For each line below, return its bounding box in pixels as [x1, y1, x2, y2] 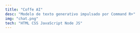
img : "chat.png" [5, 16, 38, 21]
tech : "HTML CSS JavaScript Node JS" [5, 20, 83, 26]
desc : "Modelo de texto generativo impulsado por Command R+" [5, 12, 136, 16]
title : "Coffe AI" [5, 7, 43, 12]
